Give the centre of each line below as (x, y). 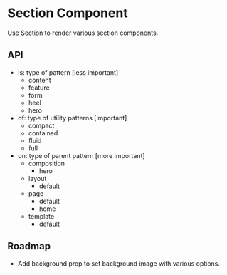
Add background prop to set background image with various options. (119, 263)
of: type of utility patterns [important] (72, 118)
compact (41, 125)
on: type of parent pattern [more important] (81, 155)
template (41, 216)
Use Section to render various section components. (83, 33)
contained (43, 133)
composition (47, 163)
